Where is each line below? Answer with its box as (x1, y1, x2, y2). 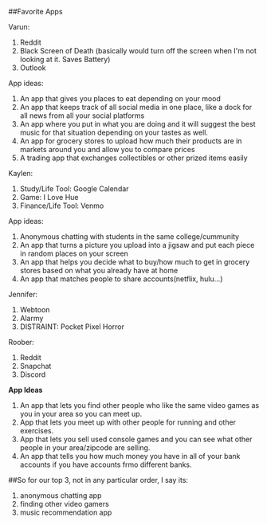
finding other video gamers (19, 500, 109, 508)
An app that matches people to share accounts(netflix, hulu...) (19, 274, 223, 284)
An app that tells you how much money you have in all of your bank (19, 452, 241, 460)
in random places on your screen (19, 249, 129, 258)
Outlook (19, 63, 46, 72)
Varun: (8, 22, 30, 31)
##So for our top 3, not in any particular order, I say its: (8, 476, 189, 484)
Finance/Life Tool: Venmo (19, 201, 104, 210)
